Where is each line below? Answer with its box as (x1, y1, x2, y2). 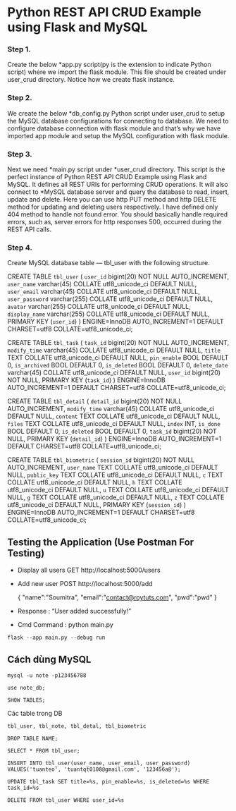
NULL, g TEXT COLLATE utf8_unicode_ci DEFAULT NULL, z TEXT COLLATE (7, 493, 225, 501)
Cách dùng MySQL (7, 653, 92, 665)
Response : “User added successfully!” (17, 607, 132, 616)
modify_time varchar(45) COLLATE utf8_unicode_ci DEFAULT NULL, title (7, 346, 221, 355)
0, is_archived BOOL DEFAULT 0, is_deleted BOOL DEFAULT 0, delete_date (7, 361, 228, 370)
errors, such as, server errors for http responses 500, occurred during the (7, 218, 222, 226)
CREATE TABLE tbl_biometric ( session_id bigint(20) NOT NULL (7, 456, 195, 464)
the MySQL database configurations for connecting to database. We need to (7, 116, 229, 125)
